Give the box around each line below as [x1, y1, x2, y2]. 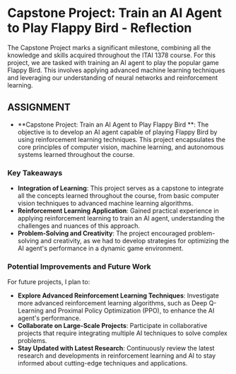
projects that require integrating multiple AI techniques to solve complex [17, 329, 228, 337]
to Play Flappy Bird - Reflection [7, 20, 192, 36]
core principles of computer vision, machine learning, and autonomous [17, 143, 224, 151]
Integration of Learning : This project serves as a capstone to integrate [17, 184, 224, 192]
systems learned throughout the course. [17, 150, 135, 158]
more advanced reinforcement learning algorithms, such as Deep [17, 299, 208, 308]
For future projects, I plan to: [7, 278, 90, 286]
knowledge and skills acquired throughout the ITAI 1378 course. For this [7, 51, 216, 59]
